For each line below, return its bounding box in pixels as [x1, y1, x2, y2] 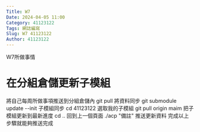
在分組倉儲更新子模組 [6, 77, 111, 90]
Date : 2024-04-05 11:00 [6, 14, 65, 20]
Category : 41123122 [6, 20, 55, 26]
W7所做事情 [6, 54, 36, 60]
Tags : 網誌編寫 [6, 25, 40, 32]
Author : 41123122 [6, 36, 49, 42]
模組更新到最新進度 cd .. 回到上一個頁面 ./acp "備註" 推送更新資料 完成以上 [6, 112, 189, 119]
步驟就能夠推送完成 [6, 120, 54, 127]
